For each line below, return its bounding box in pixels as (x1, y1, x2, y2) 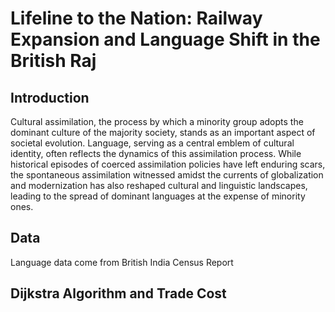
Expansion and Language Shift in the (10, 28, 321, 51)
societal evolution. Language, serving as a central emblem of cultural (10, 137, 295, 149)
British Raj (10, 50, 97, 72)
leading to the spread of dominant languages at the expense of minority (10, 190, 306, 202)
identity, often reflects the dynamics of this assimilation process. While (10, 148, 302, 159)
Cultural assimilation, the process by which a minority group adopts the (10, 116, 304, 127)
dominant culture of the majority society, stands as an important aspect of (10, 127, 316, 138)
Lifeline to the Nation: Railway (10, 7, 263, 30)
